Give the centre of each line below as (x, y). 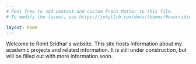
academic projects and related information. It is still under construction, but (96, 50)
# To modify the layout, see (41, 17)
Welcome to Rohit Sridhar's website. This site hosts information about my (94, 44)
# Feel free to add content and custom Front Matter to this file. (90, 11)
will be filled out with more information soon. (60, 56)
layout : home (22, 27)
